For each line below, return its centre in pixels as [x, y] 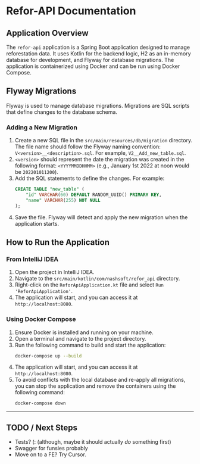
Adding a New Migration [42, 127]
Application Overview [47, 33]
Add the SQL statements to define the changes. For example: [90, 178]
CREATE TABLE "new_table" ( [49, 189]
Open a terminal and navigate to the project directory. [80, 338]
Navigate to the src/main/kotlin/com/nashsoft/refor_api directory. [97, 279]
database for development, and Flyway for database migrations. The [90, 60]
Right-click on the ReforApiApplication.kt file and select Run [89, 285]
